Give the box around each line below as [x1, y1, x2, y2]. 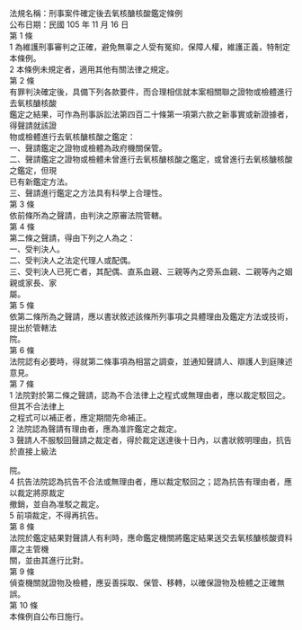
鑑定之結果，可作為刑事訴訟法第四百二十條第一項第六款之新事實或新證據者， [9, 109, 293, 120]
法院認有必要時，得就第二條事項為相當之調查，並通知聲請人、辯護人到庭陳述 [9, 356, 293, 367]
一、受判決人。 [9, 244, 65, 254]
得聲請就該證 [9, 120, 57, 130]
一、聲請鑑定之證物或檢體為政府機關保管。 [9, 143, 167, 153]
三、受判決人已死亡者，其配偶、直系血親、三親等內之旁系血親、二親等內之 [9, 266, 285, 277]
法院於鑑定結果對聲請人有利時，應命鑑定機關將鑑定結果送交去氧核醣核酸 [9, 533, 277, 543]
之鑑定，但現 [9, 165, 57, 175]
